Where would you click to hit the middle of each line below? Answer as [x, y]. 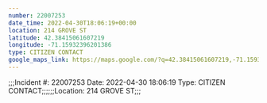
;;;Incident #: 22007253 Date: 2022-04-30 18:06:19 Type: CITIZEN [117, 82]
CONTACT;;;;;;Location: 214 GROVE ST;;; [75, 90]
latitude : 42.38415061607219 [56, 38]
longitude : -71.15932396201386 [60, 45]
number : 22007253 [37, 15]
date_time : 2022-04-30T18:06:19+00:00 [72, 23]
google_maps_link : [39, 60]
